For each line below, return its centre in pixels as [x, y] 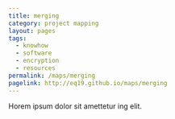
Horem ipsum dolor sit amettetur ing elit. [75, 106]
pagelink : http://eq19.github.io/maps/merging [88, 83]
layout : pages [32, 31]
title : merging [34, 16]
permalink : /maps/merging [52, 76]
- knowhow [32, 46]
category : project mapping [54, 23]
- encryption [37, 61]
